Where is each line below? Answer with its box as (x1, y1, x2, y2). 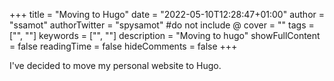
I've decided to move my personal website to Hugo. (9, 60, 222, 71)
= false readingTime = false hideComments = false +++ (9, 40, 238, 52)
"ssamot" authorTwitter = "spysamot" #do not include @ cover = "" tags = (9, 19, 315, 31)
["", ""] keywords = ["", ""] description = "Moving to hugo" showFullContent (9, 30, 321, 41)
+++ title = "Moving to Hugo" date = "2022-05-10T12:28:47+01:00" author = (9, 9, 325, 20)
